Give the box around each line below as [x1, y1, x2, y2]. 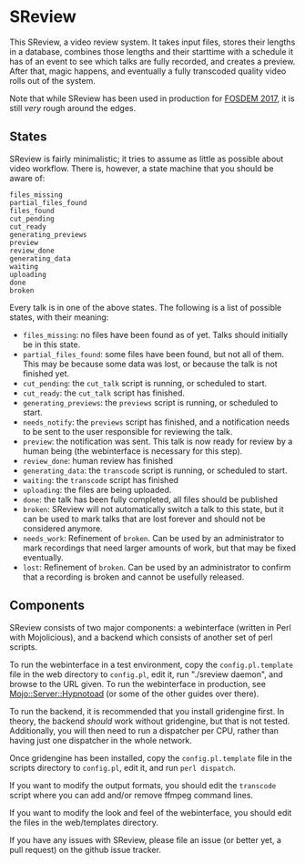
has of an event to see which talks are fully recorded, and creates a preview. [9, 56, 296, 67]
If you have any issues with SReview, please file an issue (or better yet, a [9, 834, 282, 845]
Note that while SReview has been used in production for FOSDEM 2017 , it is [9, 93, 295, 104]
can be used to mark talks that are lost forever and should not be [22, 513, 266, 524]
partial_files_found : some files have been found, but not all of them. [22, 348, 285, 359]
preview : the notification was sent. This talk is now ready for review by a [22, 436, 293, 447]
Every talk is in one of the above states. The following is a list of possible [9, 302, 282, 313]
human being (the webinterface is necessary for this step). [22, 445, 243, 457]
